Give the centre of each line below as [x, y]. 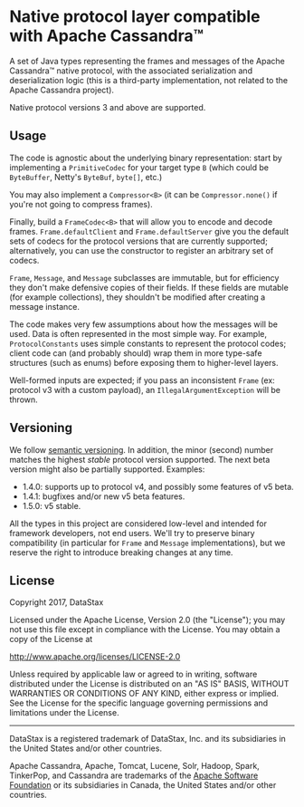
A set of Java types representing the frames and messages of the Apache [147, 61]
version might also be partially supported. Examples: [107, 469]
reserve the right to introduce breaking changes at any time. [121, 552]
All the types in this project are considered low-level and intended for [138, 524]
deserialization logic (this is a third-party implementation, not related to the [148, 80]
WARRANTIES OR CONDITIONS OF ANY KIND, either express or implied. [144, 694]
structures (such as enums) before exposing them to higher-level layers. [144, 362]
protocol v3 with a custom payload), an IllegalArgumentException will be [145, 389]
